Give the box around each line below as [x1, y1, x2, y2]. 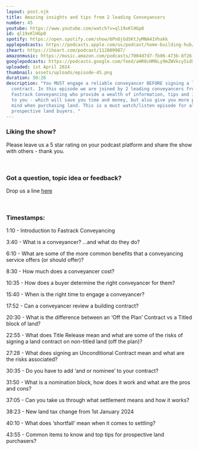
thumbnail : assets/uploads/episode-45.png [6, 69, 113, 75]
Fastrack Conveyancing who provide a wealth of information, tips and [11, 91, 190, 97]
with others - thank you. [6, 147, 65, 154]
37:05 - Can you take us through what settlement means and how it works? [6, 397, 190, 404]
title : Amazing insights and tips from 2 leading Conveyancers [6, 14, 166, 20]
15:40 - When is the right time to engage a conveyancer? [6, 291, 145, 298]
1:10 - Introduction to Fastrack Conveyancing [6, 227, 115, 234]
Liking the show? [6, 128, 56, 136]
